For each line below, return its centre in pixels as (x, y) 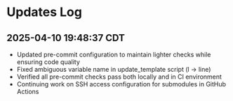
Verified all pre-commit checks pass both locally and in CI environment (119, 77)
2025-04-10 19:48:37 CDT (66, 38)
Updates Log (44, 12)
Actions (28, 92)
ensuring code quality (48, 62)
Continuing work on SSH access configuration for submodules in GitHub (121, 84)
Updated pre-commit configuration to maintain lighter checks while (114, 54)
